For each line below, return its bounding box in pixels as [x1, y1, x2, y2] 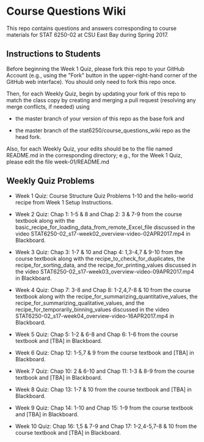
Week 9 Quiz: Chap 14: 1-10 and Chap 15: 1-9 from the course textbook [15, 404, 194, 411]
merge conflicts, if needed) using [6, 103, 90, 110]
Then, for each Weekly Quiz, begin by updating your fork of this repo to [6, 90, 186, 97]
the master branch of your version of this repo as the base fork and [15, 114, 185, 122]
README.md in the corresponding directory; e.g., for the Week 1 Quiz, [6, 151, 183, 159]
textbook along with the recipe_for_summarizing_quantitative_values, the [15, 293, 198, 300]
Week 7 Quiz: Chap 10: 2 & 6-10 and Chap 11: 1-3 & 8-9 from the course [15, 367, 195, 375]
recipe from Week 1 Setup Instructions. [15, 198, 113, 206]
